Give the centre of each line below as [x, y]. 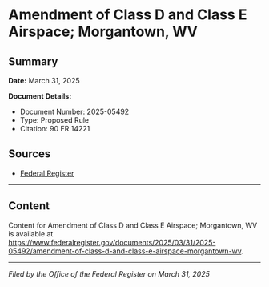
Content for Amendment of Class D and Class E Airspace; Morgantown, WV [133, 225]
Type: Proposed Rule [54, 120]
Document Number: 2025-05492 [74, 111]
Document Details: [40, 96]
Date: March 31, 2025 [44, 81]
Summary [33, 61]
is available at [31, 233]
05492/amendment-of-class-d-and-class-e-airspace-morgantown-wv [125, 251]
